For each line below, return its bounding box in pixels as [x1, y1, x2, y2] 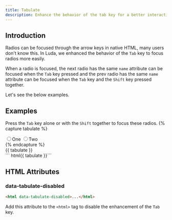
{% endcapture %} [5, 142, 45, 148]
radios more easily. [5, 56, 46, 62]
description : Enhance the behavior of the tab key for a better [5, 12, 145, 17]
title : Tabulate [5, 7, 40, 13]
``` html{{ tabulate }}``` [5, 152, 52, 159]
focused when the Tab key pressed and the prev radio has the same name [5, 71, 159, 77]
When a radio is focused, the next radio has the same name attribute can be [5, 65, 163, 72]
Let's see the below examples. [5, 92, 70, 98]
